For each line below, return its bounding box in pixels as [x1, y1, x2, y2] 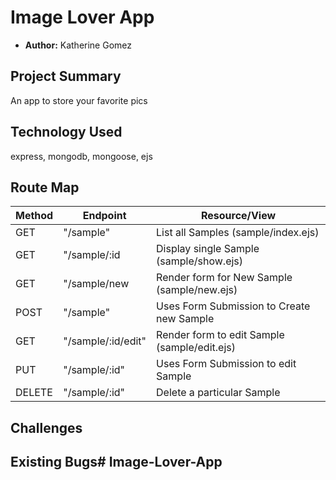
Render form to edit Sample [156, 328, 285, 342]
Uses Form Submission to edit [156, 357, 297, 371]
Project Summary [10, 68, 122, 85]
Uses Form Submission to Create [156, 299, 311, 313]
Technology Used [10, 124, 123, 141]
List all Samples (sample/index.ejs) [156, 226, 320, 240]
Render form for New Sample [156, 271, 293, 285]
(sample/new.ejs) [156, 283, 238, 297]
